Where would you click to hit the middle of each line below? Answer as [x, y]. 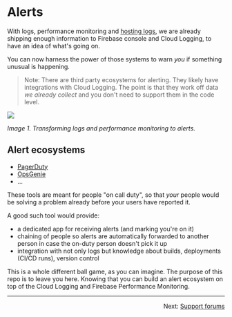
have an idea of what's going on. [54, 46]
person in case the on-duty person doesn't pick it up [92, 243]
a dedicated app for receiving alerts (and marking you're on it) [106, 229]
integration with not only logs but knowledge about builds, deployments [119, 251]
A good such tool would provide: [54, 215]
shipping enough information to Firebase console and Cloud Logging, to [109, 38]
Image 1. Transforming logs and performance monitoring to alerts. [101, 128]
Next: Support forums [194, 306]
